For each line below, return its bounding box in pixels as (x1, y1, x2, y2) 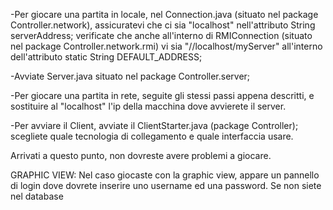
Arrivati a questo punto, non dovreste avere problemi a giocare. (10, 150, 272, 161)
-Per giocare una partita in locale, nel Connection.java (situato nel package (10, 9, 319, 20)
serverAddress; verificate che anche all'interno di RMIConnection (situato (10, 30, 313, 41)
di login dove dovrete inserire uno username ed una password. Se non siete (10, 180, 322, 191)
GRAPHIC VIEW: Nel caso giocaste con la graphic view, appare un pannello (10, 169, 320, 181)
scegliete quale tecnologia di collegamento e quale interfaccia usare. (10, 130, 294, 142)
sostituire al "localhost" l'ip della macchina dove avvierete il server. (10, 100, 287, 112)
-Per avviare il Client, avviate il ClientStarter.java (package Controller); (10, 120, 299, 131)
